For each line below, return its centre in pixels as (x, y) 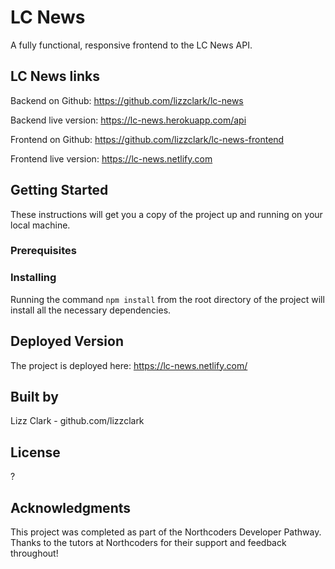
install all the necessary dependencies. (91, 310)
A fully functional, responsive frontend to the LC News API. (131, 45)
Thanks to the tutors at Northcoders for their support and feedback (148, 543)
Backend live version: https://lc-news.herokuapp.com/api (128, 120)
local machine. (40, 225)
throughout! (34, 553)
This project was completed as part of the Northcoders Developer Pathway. (166, 532)
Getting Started (59, 190)
